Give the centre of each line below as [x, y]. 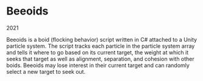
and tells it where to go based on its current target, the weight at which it [98, 52]
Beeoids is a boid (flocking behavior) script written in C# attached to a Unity [101, 39]
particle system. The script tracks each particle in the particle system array [101, 46]
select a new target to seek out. [46, 71]
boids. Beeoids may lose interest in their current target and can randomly [98, 65]
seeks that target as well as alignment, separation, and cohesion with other [101, 59]
